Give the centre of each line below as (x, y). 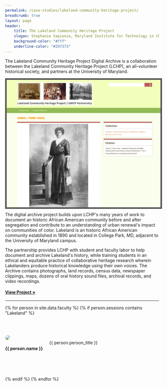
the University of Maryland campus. (41, 240)
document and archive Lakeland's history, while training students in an (76, 255)
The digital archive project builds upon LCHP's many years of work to (75, 214)
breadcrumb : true (23, 15)
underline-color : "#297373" (42, 46)
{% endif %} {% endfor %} (32, 379)
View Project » (20, 292)
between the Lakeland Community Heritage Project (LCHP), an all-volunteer (81, 66)
